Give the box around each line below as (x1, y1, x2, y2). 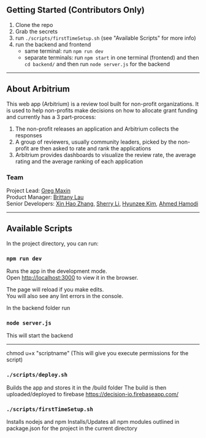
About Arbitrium (6, 84, 71, 94)
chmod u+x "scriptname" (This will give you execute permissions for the (6, 350, 189, 357)
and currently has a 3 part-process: (6, 113, 96, 120)
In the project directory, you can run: (6, 239, 99, 247)
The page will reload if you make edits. (6, 286, 104, 293)
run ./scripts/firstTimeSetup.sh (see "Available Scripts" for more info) (15, 34, 196, 42)
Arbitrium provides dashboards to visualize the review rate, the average (15, 151, 196, 158)
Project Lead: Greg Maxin (6, 186, 71, 194)
